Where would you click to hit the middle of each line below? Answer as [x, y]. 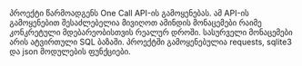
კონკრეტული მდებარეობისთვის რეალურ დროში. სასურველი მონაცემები [151, 32]
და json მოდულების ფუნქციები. [70, 52]
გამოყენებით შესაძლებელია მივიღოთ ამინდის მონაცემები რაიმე [136, 23]
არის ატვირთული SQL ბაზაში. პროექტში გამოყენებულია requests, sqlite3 [151, 42]
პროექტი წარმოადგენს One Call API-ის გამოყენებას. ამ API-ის [129, 13]
